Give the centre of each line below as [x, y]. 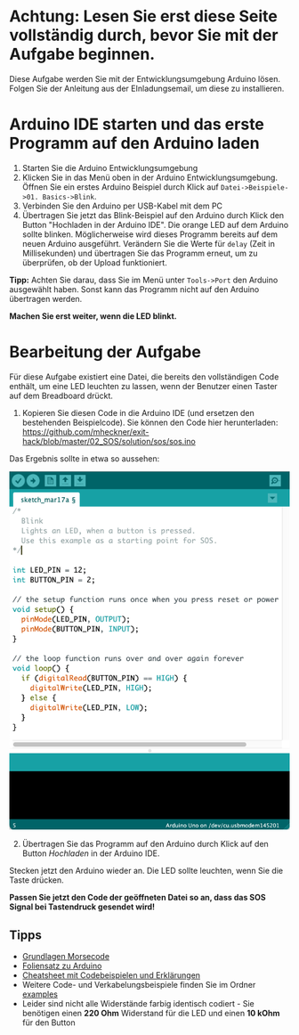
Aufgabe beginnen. [82, 54]
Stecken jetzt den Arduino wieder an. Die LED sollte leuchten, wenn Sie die [146, 871]
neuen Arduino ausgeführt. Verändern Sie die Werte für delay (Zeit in [149, 243]
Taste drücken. [36, 880]
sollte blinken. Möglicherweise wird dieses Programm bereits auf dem [150, 234]
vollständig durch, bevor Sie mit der [144, 35]
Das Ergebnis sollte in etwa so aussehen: [85, 458]
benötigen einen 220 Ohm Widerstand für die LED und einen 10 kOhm [151, 1013]
